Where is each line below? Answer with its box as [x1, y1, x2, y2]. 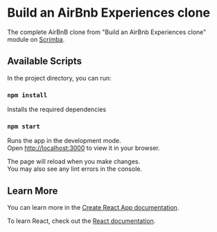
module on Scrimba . [7, 35, 65, 43]
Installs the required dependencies [7, 106, 106, 114]
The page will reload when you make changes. [7, 158, 141, 166]
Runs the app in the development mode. [7, 137, 121, 145]
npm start [7, 122, 40, 130]
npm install [7, 91, 48, 99]
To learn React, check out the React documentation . [7, 217, 156, 225]
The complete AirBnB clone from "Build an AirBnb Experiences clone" [7, 28, 207, 36]
